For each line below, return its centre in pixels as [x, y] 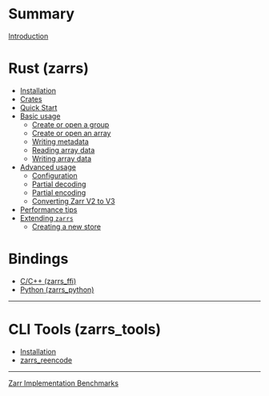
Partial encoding [59, 192]
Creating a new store [66, 226]
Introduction [28, 36]
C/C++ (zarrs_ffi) [48, 281]
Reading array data [63, 150]
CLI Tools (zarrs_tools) [85, 330]
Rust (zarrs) [49, 68]
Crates [31, 99]
